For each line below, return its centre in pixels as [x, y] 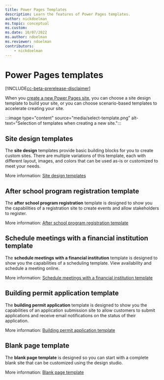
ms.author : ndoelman [26, 37]
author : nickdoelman [26, 19]
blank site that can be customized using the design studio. [64, 363]
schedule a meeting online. [32, 268]
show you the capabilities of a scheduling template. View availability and [78, 263]
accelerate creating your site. [35, 109]
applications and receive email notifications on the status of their [70, 315]
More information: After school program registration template [67, 223]
